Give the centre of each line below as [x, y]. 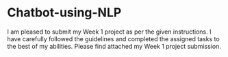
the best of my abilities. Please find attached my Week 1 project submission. [114, 46]
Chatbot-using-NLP [64, 13]
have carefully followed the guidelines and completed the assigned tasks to [114, 38]
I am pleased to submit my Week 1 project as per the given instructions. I [109, 32]
